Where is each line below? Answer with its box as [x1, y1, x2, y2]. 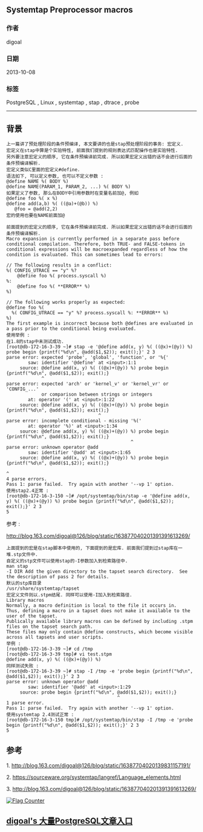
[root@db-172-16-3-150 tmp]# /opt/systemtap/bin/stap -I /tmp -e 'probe [6, 717, 193, 723]
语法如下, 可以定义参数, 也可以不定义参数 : [6, 173, 104, 179]
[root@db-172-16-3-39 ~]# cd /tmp [6, 646, 94, 652]
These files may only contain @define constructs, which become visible [6, 629, 193, 635]
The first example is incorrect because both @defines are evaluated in [6, 320, 193, 327]
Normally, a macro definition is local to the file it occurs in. [6, 602, 177, 609]
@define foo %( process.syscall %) [17, 273, 107, 279]
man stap [6, 563, 28, 570]
